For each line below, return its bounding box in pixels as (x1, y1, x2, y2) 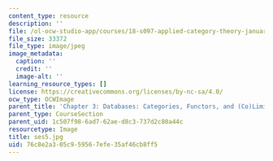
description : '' (8, 20, 63, 28)
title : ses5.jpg (8, 133, 63, 141)
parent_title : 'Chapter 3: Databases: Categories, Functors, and (8, 102, 234, 111)
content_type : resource (8, 11, 89, 20)
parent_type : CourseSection (8, 111, 104, 119)
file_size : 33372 (8, 34, 67, 43)
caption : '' (15, 58, 57, 66)
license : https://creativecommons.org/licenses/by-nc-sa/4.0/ (8, 87, 223, 96)
